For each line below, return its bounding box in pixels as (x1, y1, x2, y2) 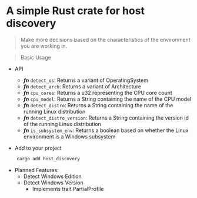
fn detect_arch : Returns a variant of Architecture (23, 82, 142, 90)
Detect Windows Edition (23, 173, 82, 180)
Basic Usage (20, 54, 51, 61)
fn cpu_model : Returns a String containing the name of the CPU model (23, 95, 192, 103)
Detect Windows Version (23, 179, 84, 186)
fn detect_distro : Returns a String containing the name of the (23, 101, 173, 108)
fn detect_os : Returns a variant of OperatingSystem (23, 77, 149, 84)
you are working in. (20, 42, 68, 49)
